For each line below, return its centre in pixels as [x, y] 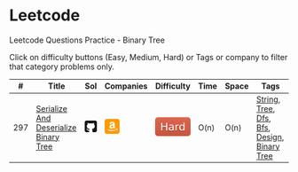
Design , [270, 137]
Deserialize [56, 127]
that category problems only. [62, 66]
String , [268, 99]
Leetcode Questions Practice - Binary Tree [87, 40]
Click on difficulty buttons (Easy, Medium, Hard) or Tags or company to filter [149, 57]
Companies [126, 86]
